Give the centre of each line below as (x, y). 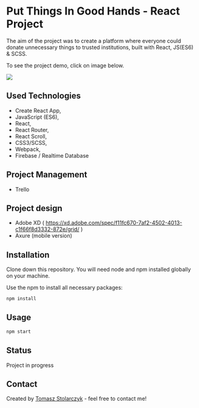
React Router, (32, 130)
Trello (22, 189)
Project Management (47, 175)
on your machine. (28, 276)
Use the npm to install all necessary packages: (65, 288)
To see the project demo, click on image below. (65, 65)
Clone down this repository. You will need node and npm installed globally (99, 269)
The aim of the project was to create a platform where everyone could (94, 41)
